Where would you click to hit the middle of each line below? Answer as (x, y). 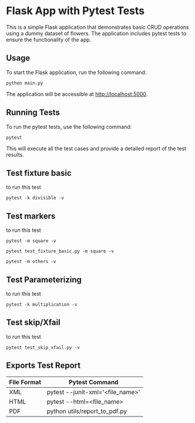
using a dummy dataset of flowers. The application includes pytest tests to (96, 33)
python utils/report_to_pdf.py (87, 411)
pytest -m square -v (31, 241)
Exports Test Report (43, 366)
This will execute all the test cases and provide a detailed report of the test (96, 148)
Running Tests (33, 113)
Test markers (31, 216)
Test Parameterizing (44, 280)
